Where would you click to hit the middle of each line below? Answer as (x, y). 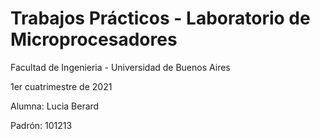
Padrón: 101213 (41, 125)
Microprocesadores (94, 39)
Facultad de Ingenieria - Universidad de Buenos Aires (120, 67)
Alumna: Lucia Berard (55, 106)
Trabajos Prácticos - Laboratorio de (160, 18)
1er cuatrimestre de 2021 (61, 86)
